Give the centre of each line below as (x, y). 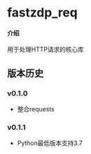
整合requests (36, 109)
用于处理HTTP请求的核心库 (45, 49)
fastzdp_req (42, 13)
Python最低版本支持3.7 (50, 143)
